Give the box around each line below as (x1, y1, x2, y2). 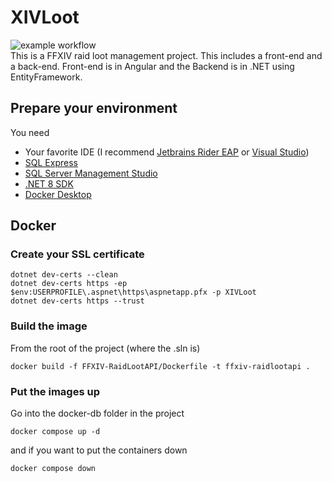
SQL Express (24, 156, 78, 168)
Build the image (10, 319, 88, 333)
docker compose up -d (10, 427, 101, 437)
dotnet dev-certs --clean (10, 270, 118, 280)
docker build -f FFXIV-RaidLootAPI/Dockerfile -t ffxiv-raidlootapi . (10, 361, 311, 371)
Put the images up (10, 384, 100, 398)
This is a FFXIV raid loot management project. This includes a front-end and (10, 49, 323, 61)
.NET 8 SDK (24, 177, 74, 190)
